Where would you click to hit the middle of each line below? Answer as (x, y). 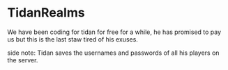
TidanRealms (46, 13)
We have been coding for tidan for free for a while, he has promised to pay (114, 32)
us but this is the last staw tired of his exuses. (73, 39)
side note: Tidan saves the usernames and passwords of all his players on (113, 53)
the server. (23, 60)
